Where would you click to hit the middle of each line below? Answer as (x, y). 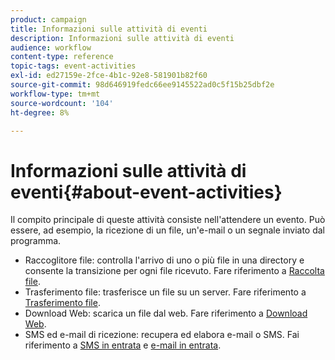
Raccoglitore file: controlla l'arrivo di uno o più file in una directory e (164, 260)
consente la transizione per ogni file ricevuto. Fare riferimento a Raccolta (174, 271)
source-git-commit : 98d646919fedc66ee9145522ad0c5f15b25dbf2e (142, 85)
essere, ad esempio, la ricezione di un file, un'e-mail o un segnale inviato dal (168, 230)
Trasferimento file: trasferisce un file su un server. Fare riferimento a (165, 292)
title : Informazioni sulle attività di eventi (109, 29)
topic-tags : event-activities (73, 66)
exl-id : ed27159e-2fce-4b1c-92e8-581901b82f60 (109, 76)
